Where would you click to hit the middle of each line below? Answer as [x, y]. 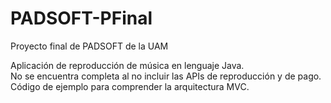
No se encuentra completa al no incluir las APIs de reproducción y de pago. [166, 76]
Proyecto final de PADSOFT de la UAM [89, 46]
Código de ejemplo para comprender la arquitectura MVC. [130, 86]
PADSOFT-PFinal [81, 18]
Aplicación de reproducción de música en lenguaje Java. [127, 65]
